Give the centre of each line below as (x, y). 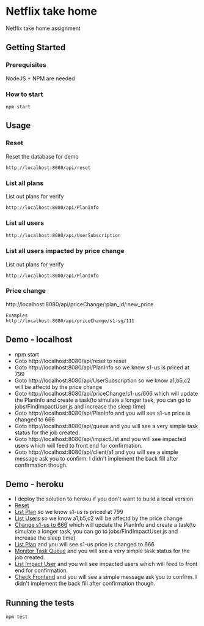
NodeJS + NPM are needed (40, 78)
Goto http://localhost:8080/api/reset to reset (70, 361)
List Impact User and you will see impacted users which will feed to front (106, 564)
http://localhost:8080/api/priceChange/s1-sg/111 (70, 321)
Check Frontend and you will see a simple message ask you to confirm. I (106, 577)
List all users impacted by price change (65, 251)
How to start (24, 94)
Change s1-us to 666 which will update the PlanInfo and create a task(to (105, 525)
